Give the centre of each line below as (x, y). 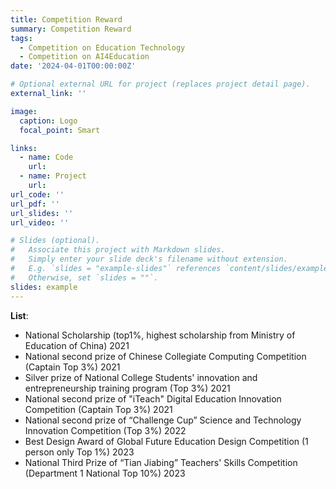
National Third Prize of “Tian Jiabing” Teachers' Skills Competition (161, 462)
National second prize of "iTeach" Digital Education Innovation (153, 398)
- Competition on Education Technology (102, 47)
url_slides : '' (42, 213)
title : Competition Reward (66, 19)
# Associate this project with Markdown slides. (118, 250)
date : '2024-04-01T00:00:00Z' (73, 66)
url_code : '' (37, 194)
